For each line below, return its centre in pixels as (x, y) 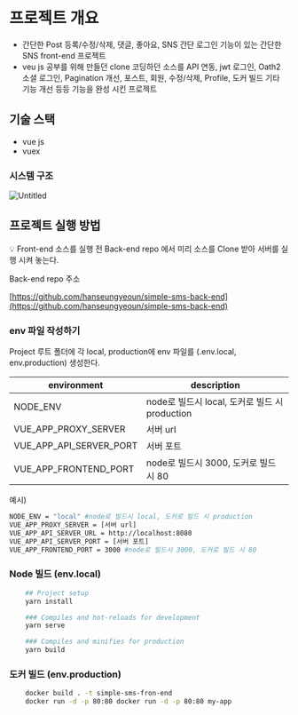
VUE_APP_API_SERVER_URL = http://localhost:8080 (101, 533)
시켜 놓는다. (39, 259)
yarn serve (45, 626)
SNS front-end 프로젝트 (64, 55)
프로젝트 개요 (54, 18)
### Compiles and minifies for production (105, 642)
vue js (33, 141)
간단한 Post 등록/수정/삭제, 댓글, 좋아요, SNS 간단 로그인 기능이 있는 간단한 (152, 44)
